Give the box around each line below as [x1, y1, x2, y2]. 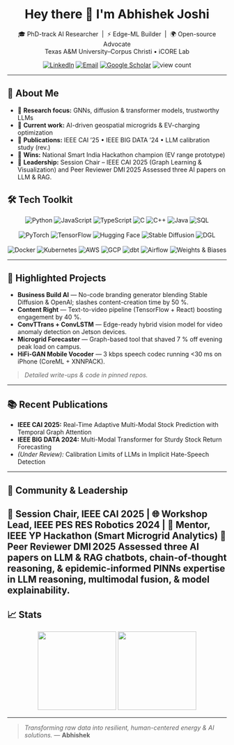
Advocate [103, 40, 131, 48]
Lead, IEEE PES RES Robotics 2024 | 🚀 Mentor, [7, 519, 210, 531]
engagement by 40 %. [17, 313, 82, 322]
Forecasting [17, 443, 52, 451]
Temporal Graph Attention [17, 428, 92, 437]
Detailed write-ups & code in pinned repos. [24, 371, 148, 379]
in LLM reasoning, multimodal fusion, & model [7, 573, 210, 585]
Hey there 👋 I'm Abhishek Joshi [24, 6, 210, 22]
